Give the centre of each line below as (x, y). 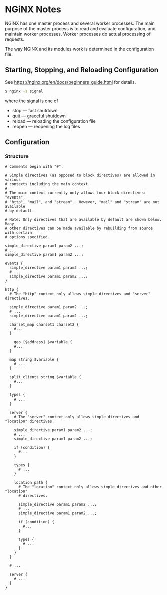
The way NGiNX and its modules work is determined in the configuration (80, 49)
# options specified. (28, 237)
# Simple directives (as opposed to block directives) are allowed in (80, 176)
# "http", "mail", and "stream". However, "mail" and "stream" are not (82, 202)
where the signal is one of (32, 101)
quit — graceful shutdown (39, 116)
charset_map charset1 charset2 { (44, 325)
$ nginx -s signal (24, 91)
